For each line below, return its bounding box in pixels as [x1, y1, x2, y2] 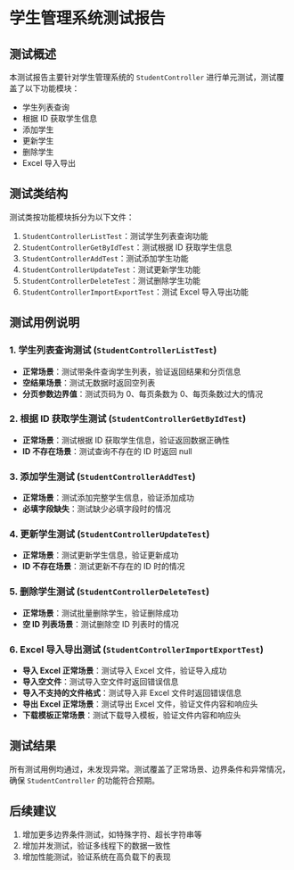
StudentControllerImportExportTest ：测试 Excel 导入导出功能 [21, 286, 249, 297]
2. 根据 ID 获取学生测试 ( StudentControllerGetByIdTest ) [9, 412, 247, 425]
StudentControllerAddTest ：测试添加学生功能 [21, 253, 189, 263]
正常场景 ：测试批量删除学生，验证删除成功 [21, 608, 179, 618]
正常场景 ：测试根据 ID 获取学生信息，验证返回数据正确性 [21, 435, 230, 445]
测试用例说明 [9, 315, 80, 330]
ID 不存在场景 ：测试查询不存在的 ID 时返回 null [21, 445, 193, 456]
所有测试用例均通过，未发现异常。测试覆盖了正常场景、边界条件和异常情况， [9, 764, 290, 775]
